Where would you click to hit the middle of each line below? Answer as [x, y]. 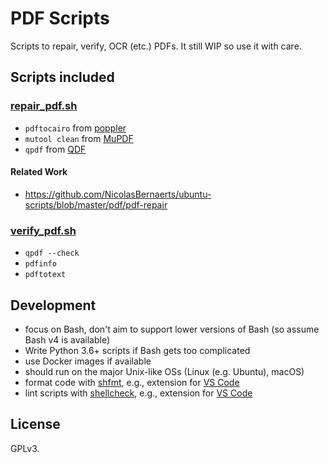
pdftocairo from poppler [75, 128]
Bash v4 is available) [67, 339]
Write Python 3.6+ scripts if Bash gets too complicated [137, 350]
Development [53, 305]
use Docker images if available [88, 361]
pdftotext [45, 275]
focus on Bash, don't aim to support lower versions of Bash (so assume [172, 329]
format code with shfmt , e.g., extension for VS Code [132, 382]
